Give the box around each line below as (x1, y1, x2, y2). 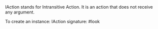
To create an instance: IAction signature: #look (5, 19, 100, 24)
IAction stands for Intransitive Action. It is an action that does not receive (5, 4, 153, 10)
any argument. (5, 9, 35, 15)
